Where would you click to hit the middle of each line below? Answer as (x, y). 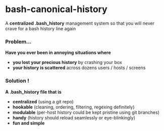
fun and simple (29, 123)
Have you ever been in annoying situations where (58, 53)
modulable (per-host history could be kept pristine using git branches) (86, 112)
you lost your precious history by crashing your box (67, 62)
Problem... (18, 41)
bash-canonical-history (56, 9)
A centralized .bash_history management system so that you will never (80, 23)
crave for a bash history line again (41, 28)
